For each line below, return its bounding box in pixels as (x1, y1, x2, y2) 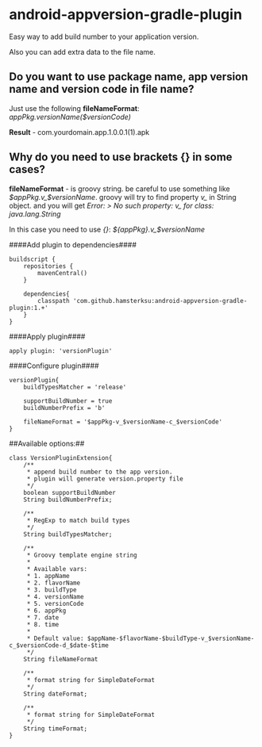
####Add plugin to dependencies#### (9, 239, 137, 249)
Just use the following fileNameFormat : (9, 103, 140, 113)
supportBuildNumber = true (23, 396, 113, 405)
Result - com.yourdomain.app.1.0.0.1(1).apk (9, 127, 150, 136)
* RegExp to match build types (26, 516, 130, 524)
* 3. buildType (26, 585, 78, 594)
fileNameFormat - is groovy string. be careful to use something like (9, 184, 230, 193)
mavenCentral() (37, 269, 88, 277)
